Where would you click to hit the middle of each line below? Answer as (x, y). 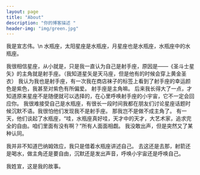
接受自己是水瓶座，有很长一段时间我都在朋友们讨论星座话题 (112, 104)
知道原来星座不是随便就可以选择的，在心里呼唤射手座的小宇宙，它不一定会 (98, 96)
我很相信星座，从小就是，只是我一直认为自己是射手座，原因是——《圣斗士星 (100, 66)
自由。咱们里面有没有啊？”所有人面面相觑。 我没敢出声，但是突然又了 (102, 126)
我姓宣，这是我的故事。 (35, 166)
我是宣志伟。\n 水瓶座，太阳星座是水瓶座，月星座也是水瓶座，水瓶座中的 (96, 46)
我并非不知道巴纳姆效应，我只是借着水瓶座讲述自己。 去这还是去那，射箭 (96, 146)
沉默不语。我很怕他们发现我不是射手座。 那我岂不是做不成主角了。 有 (96, 111)
